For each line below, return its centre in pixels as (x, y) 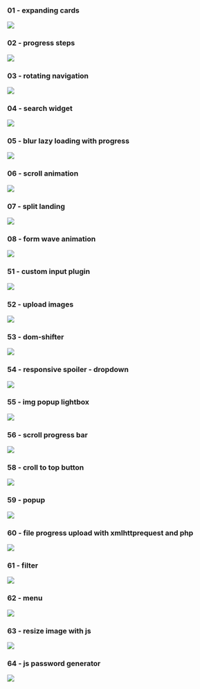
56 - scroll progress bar (47, 434)
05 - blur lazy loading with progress (69, 141)
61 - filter (23, 565)
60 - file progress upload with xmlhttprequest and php (100, 533)
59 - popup (26, 500)
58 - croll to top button (46, 468)
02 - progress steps (41, 43)
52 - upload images (40, 304)
